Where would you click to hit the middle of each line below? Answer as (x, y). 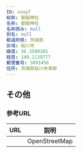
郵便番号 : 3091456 (28, 63)
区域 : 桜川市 (20, 46)
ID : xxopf (19, 12)
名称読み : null (24, 29)
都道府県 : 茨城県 (25, 40)
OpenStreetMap (50, 141)
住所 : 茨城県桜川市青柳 (32, 68)
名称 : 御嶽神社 (23, 23)
